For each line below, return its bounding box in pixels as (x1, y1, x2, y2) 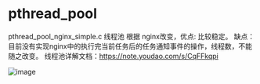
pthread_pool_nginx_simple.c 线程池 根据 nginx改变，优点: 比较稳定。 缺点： (8, 31, 255, 41)
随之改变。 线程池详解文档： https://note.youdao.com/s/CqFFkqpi (8, 51, 219, 60)
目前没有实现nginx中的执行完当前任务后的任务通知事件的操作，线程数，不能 (8, 41, 253, 51)
